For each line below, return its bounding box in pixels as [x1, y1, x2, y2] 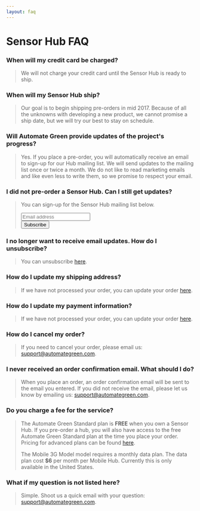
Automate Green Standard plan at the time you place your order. [20, 433, 179, 440]
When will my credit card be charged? [6, 56, 118, 64]
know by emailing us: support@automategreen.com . [20, 391, 150, 398]
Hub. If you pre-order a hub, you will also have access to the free [20, 426, 181, 433]
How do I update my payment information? [6, 301, 133, 310]
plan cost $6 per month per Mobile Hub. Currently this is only [20, 456, 172, 464]
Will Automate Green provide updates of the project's [6, 132, 165, 141]
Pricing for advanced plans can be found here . [20, 439, 136, 446]
